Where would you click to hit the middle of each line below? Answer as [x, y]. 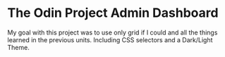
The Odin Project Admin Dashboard [113, 13]
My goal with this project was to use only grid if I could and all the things [112, 32]
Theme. [18, 47]
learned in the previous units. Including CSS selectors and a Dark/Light [110, 39]
